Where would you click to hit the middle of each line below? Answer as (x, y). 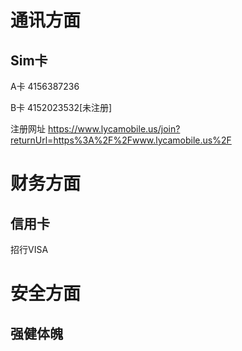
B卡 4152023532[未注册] (61, 107)
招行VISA (29, 249)
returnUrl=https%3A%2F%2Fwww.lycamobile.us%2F (121, 140)
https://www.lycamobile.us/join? (114, 129)
